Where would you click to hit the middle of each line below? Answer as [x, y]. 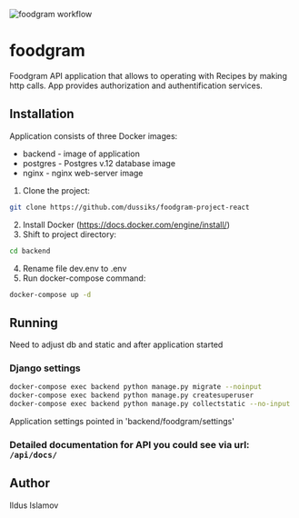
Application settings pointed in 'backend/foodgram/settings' [122, 422]
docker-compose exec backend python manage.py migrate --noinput [135, 387]
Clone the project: [56, 190]
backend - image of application [81, 154]
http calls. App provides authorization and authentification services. [136, 85]
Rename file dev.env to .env [75, 268]
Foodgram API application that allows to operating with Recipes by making [149, 75]
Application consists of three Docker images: [94, 135]
